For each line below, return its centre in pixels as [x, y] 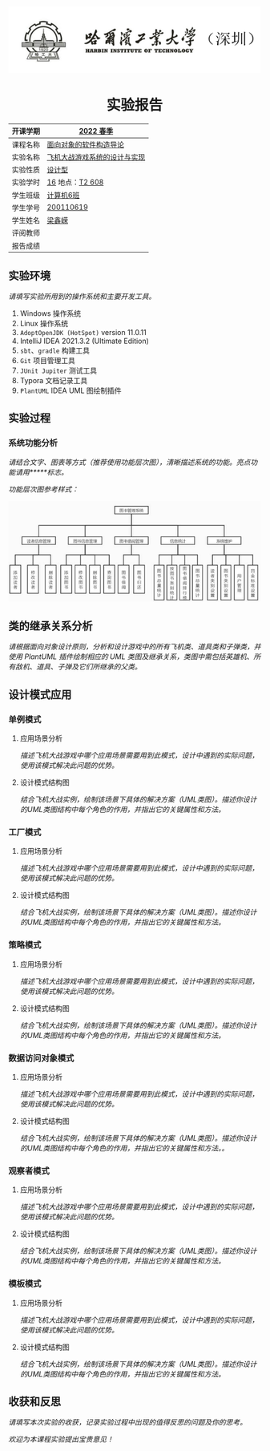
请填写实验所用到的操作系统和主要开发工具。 [82, 296]
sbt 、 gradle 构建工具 [55, 350]
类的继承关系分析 [50, 626]
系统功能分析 [33, 443]
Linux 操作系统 [44, 323]
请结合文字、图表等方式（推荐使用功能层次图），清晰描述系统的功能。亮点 [129, 462]
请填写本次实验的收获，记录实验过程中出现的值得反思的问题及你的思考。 [127, 1422]
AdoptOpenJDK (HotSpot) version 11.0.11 [83, 332]
